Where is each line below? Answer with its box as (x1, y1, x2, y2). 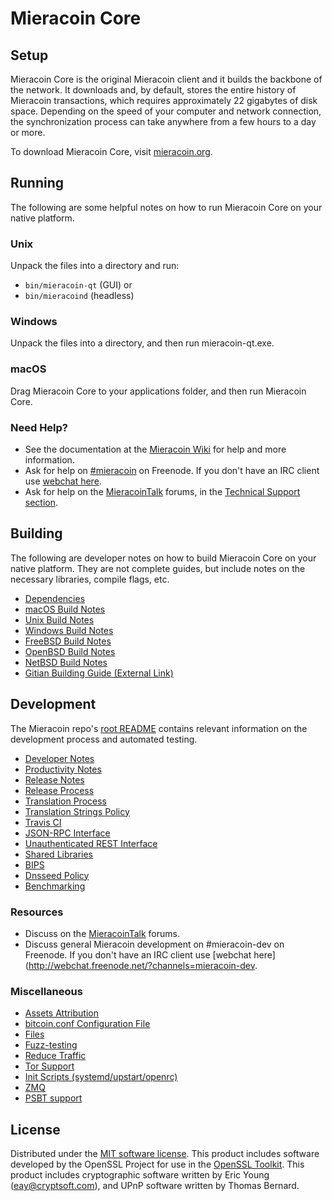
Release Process (24, 784, 95, 796)
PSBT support (24, 1092, 83, 1104)
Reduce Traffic (24, 1050, 87, 1062)
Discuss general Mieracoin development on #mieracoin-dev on (24, 938, 285, 950)
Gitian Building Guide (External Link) (24, 667, 174, 679)
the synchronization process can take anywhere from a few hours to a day (10, 116, 317, 127)
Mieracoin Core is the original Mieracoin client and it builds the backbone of (10, 73, 323, 85)
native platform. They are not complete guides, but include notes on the (10, 562, 306, 574)
